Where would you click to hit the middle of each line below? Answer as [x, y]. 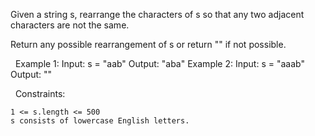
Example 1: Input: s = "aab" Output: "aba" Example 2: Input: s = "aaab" [159, 63]
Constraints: [40, 93]
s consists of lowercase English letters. [100, 121]
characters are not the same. [70, 25]
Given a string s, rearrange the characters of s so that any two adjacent [157, 14]
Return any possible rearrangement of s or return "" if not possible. [148, 44]
